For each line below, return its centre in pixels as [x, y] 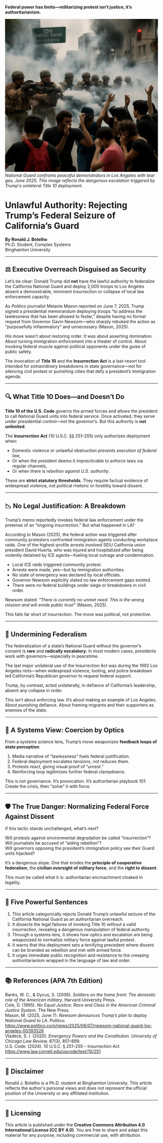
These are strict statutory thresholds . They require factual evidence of [76, 480]
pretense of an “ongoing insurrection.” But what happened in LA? [70, 525]
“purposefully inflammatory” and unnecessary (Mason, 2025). [67, 327]
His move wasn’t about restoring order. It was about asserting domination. [79, 336]
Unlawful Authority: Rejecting [66, 205]
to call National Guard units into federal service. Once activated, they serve [80, 416]
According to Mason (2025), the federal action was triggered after [71, 535]
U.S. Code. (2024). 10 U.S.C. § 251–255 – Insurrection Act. [63, 1046]
